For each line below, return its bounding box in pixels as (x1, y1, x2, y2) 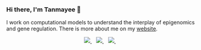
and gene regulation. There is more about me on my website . (6, 25, 158, 32)
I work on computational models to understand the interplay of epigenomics (6, 19, 195, 26)
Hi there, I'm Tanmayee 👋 (6, 5, 81, 14)
